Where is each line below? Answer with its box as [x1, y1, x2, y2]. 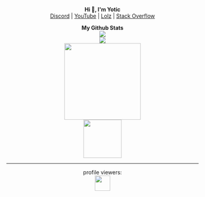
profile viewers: [83, 169, 122, 176]
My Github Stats [81, 24, 124, 31]
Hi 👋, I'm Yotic [84, 6, 121, 13]
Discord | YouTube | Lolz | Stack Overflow [49, 12, 156, 20]
